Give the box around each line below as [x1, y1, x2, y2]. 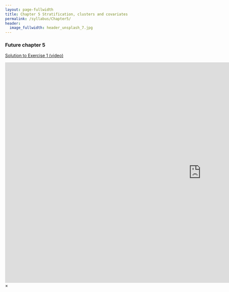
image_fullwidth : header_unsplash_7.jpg [9, 25, 93, 30]
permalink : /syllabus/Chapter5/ [5, 16, 71, 21]
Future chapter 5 [5, 42, 46, 49]
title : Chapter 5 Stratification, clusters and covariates [5, 12, 128, 17]
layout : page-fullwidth [5, 7, 54, 12]
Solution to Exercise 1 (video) [5, 52, 64, 59]
